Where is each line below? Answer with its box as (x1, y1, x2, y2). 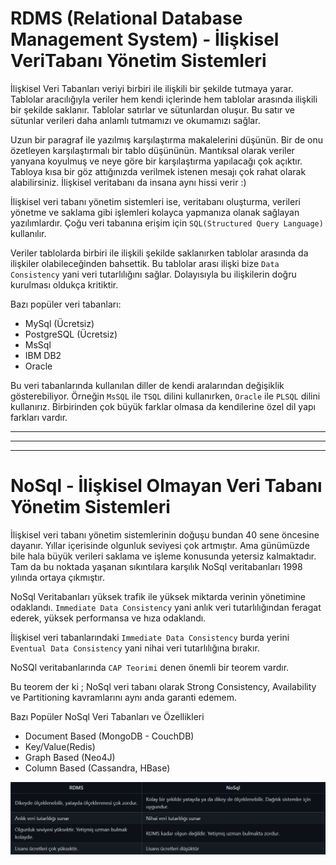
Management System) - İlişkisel (10, 28, 280, 51)
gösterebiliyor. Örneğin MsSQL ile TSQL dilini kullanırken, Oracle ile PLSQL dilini (10, 390, 321, 402)
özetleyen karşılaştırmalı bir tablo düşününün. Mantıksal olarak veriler (10, 144, 295, 156)
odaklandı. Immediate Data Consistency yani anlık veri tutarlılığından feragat (10, 601, 322, 613)
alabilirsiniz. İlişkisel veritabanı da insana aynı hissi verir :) (10, 176, 247, 188)
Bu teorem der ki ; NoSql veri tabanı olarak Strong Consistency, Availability (10, 680, 317, 692)
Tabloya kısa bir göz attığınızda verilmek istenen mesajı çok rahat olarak (10, 165, 307, 177)
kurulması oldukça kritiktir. (10, 278, 119, 291)
